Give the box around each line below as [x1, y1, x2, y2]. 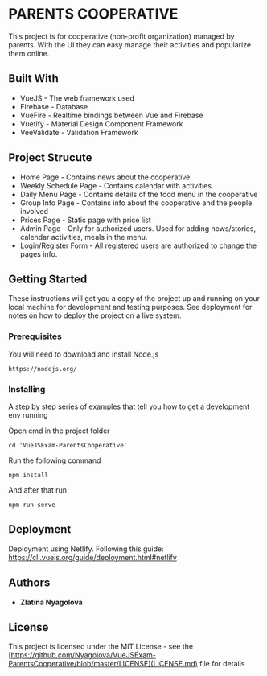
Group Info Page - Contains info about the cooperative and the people [19, 198, 253, 208]
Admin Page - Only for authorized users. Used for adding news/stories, [19, 223, 256, 233]
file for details [199, 659, 245, 669]
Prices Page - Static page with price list [19, 215, 151, 225]
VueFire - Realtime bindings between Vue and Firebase [19, 110, 203, 120]
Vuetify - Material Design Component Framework [19, 118, 183, 129]
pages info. [19, 249, 58, 258]
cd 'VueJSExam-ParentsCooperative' [8, 441, 128, 449]
